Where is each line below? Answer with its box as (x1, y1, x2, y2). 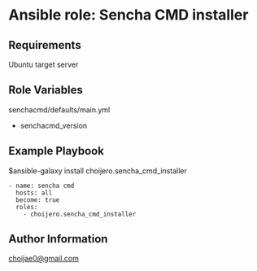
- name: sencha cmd (8, 181, 75, 190)
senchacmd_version (20, 120, 88, 130)
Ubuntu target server (8, 59, 79, 69)
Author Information (8, 232, 108, 246)
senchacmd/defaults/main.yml (8, 104, 111, 115)
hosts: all (15, 189, 53, 197)
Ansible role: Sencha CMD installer (8, 6, 249, 24)
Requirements (8, 38, 81, 52)
